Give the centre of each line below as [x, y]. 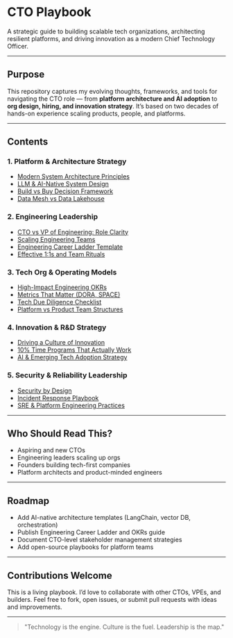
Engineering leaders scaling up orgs [69, 458]
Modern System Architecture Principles [74, 177]
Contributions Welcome [60, 575]
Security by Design [44, 391]
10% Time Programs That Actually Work [74, 350]
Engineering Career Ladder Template [70, 247]
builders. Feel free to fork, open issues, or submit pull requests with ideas [112, 600]
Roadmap [28, 501]
